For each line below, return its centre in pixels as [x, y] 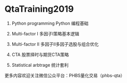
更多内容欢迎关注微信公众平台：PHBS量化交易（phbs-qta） [65, 75]
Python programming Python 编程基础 [50, 23]
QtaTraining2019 [39, 9]
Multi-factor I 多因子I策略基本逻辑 [45, 33]
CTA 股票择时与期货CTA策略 [40, 55]
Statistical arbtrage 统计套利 [40, 65]
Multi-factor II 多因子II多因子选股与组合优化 [55, 44]
